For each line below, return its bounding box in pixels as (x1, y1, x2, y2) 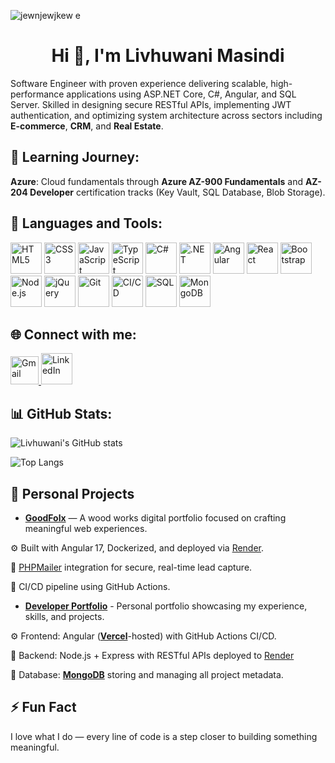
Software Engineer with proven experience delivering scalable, (10, 77, 269, 89)
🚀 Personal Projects (10, 485, 135, 502)
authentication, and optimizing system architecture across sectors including (10, 109, 323, 121)
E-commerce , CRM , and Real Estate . (10, 120, 164, 132)
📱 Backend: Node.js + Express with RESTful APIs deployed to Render (10, 650, 295, 661)
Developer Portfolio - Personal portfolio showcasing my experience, (24, 600, 308, 612)
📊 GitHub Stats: (10, 405, 113, 422)
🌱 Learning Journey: (10, 149, 140, 166)
